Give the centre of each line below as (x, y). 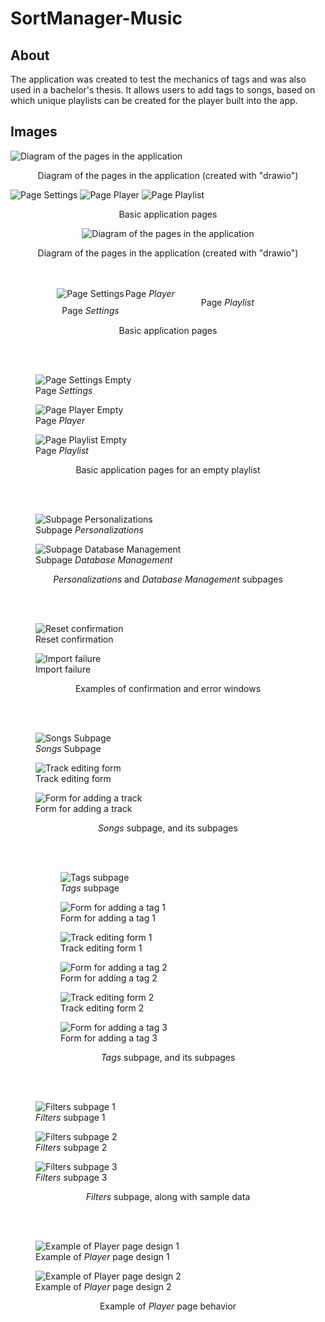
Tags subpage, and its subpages (168, 1057)
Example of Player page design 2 (103, 1286)
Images (34, 132)
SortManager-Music (96, 18)
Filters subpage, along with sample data (168, 1196)
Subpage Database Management (104, 559)
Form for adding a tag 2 (109, 978)
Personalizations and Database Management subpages (168, 579)
